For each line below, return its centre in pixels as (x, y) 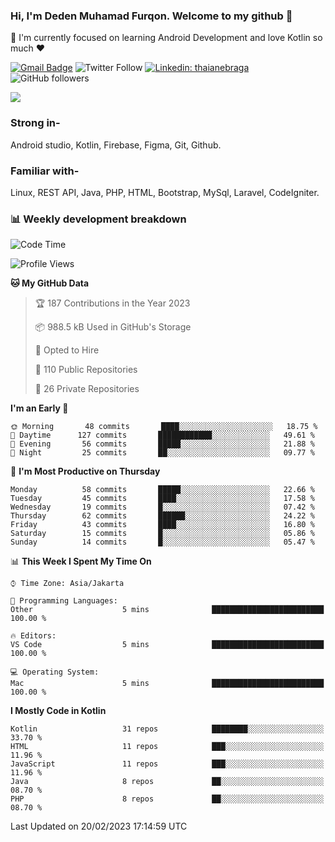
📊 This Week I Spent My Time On (81, 561)
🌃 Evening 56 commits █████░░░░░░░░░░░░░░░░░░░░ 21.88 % (162, 444)
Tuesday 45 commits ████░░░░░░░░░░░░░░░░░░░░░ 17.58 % (162, 499)
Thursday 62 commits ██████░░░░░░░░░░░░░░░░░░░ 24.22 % (162, 516)
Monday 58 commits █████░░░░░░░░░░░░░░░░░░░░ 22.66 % (162, 490)
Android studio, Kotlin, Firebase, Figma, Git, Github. (116, 145)
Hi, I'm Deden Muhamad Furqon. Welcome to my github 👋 (151, 16)
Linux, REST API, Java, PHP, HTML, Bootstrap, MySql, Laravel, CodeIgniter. (165, 192)
